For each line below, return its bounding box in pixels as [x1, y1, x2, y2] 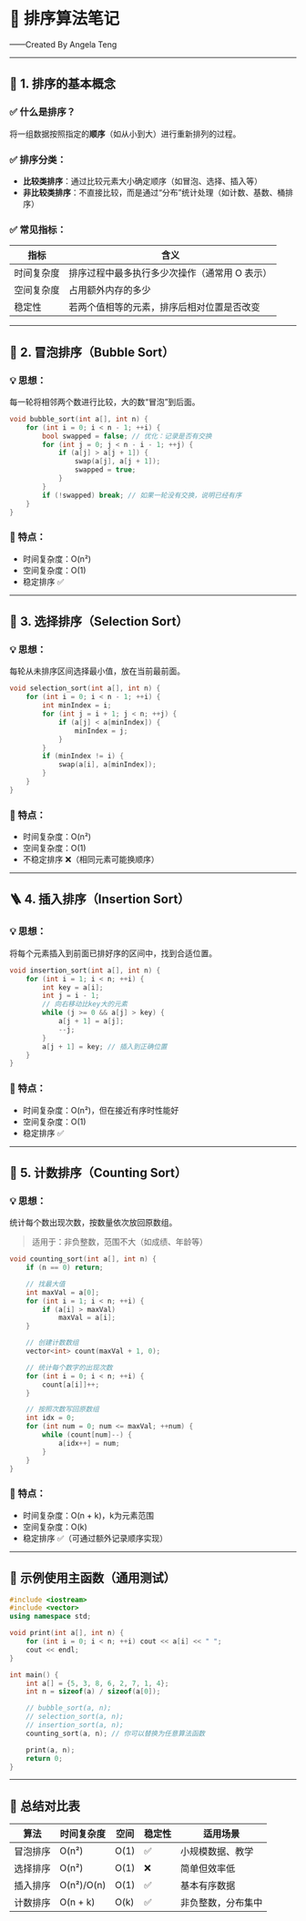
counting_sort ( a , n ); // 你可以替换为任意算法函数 [25, 1729, 206, 1738]
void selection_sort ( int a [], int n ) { [9, 684, 161, 693]
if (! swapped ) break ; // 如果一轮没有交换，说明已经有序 [42, 491, 242, 500]
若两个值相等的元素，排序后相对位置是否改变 [68, 301, 261, 314]
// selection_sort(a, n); [25, 1713, 125, 1722]
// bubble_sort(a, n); [25, 1703, 112, 1713]
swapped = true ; [74, 465, 137, 474]
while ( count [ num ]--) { [42, 1430, 132, 1439]
